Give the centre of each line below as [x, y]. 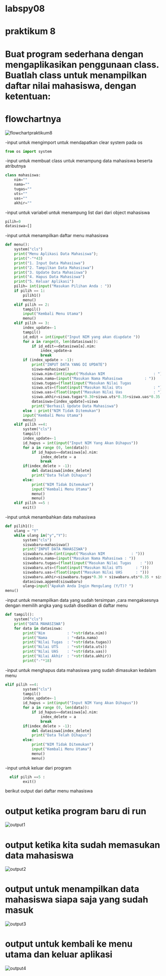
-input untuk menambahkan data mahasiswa [50, 517]
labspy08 [25, 9]
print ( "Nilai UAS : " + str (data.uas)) [65, 651]
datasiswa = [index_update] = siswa [65, 401]
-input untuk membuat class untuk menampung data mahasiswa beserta [79, 161]
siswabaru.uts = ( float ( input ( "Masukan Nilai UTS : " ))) [86, 568]
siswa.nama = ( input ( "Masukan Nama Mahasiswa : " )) [93, 378]
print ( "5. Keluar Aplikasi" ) [44, 282]
